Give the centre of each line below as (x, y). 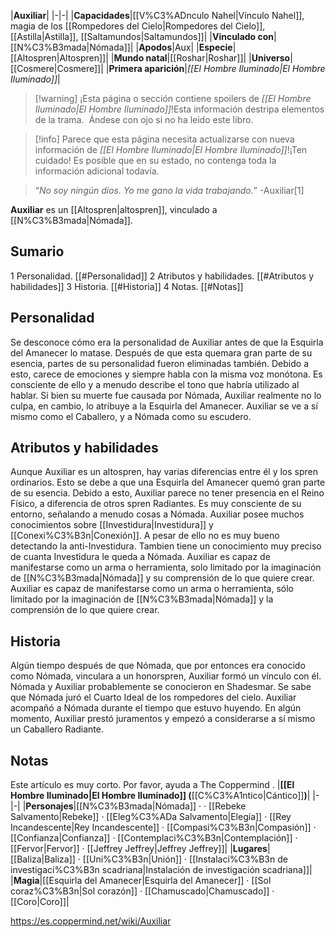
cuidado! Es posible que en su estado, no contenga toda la (155, 160)
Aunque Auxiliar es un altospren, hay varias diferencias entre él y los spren (164, 472)
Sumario (37, 251)
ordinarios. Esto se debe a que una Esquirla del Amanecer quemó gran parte (168, 482)
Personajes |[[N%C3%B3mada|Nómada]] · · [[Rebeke (136, 806)
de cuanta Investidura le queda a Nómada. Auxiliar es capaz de (140, 557)
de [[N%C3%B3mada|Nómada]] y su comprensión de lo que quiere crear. (162, 578)
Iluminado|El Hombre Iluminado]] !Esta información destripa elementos (179, 109)
